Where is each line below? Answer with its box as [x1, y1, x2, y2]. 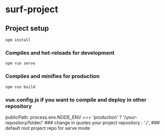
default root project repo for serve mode [5, 125, 90, 131]
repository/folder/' [5, 119, 43, 126]
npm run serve [5, 61, 36, 66]
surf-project [5, 4, 59, 15]
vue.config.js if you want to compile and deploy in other [5, 96, 147, 103]
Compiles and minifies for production [5, 73, 100, 80]
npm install [5, 37, 31, 42]
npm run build [5, 84, 36, 89]
